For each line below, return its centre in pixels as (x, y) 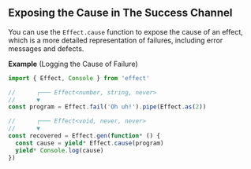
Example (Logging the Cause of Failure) (73, 64)
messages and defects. (46, 48)
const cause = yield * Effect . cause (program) (90, 143)
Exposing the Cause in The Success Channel (120, 13)
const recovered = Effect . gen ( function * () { (84, 136)
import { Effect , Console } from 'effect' (79, 78)
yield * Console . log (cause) (60, 150)
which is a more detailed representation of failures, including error (116, 40)
